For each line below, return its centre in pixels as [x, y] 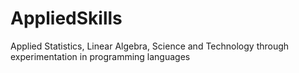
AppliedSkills [66, 18]
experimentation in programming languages [100, 56]
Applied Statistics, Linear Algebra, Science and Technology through [150, 46]
